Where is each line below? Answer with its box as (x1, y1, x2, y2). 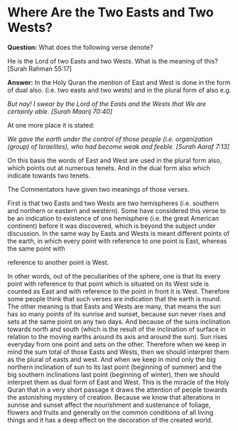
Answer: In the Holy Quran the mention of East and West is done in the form (7, 78, 231, 86)
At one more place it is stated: (7, 120, 95, 129)
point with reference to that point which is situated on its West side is (7, 279, 210, 288)
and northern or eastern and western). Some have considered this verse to (7, 206, 227, 214)
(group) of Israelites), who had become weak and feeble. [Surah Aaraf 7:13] (7, 142, 229, 150)
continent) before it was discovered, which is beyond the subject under (7, 222, 216, 230)
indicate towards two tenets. (7, 171, 91, 180)
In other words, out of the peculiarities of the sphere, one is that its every (7, 271, 221, 280)
